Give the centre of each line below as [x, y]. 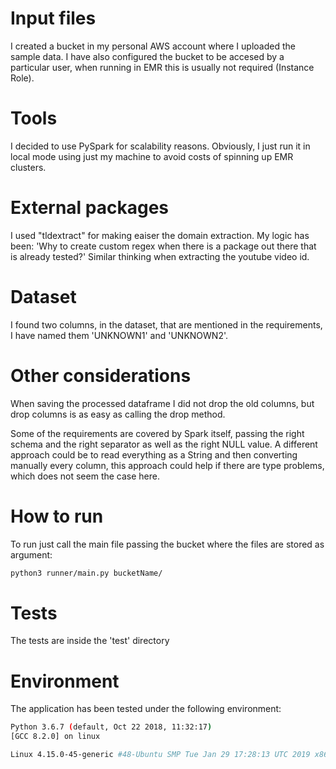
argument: [31, 554]
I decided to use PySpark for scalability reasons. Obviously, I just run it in [160, 146]
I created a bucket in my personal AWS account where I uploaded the [153, 46]
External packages [90, 208]
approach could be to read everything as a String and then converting [154, 454]
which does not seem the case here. [85, 476]
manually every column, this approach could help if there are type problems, [167, 465]
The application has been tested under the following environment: [146, 709]
